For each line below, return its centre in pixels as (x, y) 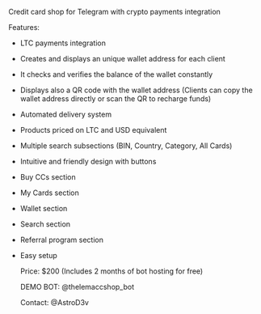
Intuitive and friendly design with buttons (88, 161)
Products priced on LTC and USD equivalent (93, 130)
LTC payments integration (63, 43)
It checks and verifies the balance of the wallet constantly (116, 74)
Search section (45, 224)
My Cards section (49, 193)
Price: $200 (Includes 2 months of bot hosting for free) (112, 271)
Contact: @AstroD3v (54, 302)
